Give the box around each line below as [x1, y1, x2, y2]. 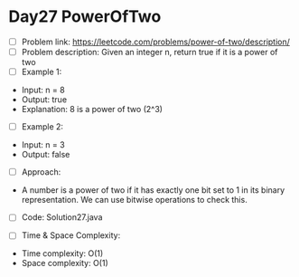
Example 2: [21, 121, 64, 132]
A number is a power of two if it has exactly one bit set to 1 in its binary [21, 185, 285, 196]
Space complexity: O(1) [21, 258, 109, 269]
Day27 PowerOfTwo [8, 6, 162, 27]
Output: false [21, 149, 70, 160]
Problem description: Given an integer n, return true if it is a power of [21, 47, 278, 57]
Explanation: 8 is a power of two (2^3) [21, 104, 164, 115]
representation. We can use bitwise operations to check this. [21, 195, 248, 205]
